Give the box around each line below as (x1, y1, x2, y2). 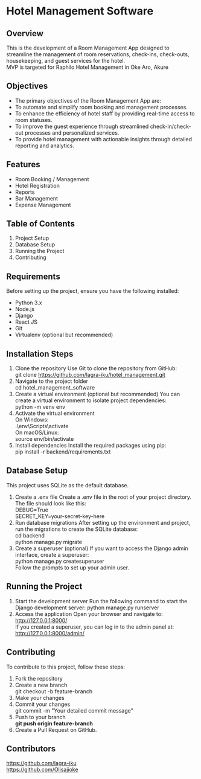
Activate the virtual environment (14, 409, 95, 417)
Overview (6, 28, 44, 39)
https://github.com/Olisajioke (6, 766, 78, 774)
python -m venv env (14, 403, 65, 411)
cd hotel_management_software (14, 384, 95, 391)
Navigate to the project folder (14, 377, 89, 385)
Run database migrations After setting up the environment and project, (14, 519, 191, 526)
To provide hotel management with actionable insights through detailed (14, 135, 192, 143)
